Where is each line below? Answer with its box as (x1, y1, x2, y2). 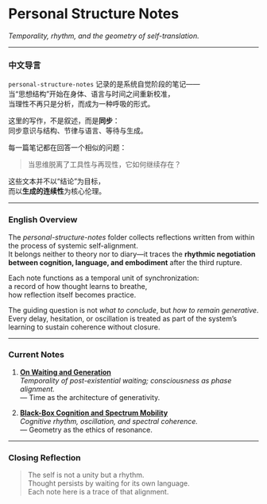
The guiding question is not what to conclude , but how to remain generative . (8, 305, 259, 314)
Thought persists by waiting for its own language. (27, 479, 191, 488)
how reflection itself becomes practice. (8, 290, 137, 299)
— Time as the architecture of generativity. (19, 392, 161, 402)
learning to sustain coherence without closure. (8, 322, 161, 332)
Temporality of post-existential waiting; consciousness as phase (19, 375, 232, 385)
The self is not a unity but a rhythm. (27, 470, 145, 480)
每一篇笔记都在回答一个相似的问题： (8, 143, 127, 152)
